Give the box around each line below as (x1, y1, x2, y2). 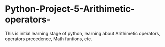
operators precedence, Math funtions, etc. (5, 36, 92, 42)
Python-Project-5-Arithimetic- (5, 3, 135, 15)
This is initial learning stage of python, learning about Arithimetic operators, (5, 30, 161, 36)
